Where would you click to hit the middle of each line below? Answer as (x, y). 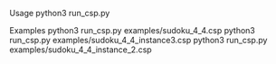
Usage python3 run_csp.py (60, 13)
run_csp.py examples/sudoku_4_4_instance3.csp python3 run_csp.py (138, 40)
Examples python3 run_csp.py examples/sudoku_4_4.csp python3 (132, 30)
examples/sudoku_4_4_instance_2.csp (81, 50)
